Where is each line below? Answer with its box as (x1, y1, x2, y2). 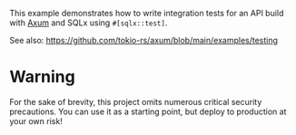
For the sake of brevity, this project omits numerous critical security (9, 96, 262, 107)
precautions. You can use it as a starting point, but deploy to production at (9, 106, 287, 117)
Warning (9, 67, 75, 87)
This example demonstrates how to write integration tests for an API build (9, 8, 284, 18)
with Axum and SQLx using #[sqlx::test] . (9, 17, 168, 28)
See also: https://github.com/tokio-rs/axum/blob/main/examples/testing (9, 35, 279, 45)
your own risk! (9, 115, 64, 126)
